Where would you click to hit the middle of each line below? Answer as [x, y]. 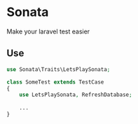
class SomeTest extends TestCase [55, 82]
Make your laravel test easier [48, 31]
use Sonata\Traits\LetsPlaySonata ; [58, 69]
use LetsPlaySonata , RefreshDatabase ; [76, 95]
